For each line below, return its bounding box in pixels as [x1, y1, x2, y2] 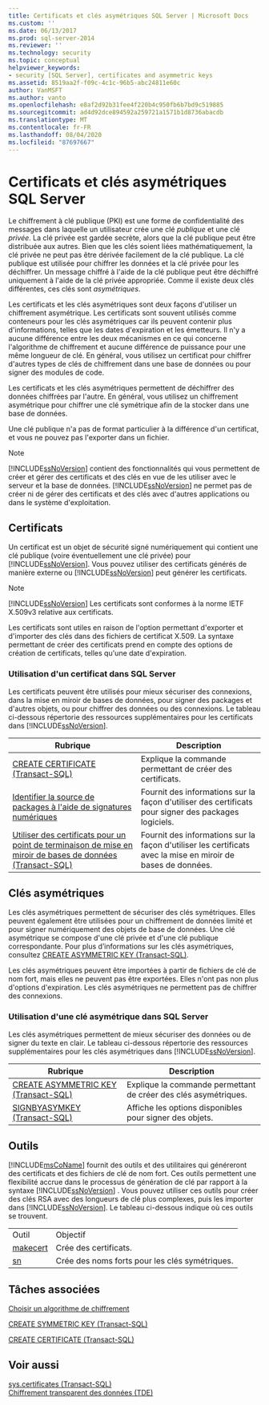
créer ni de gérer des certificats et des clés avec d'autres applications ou [8, 489, 250, 499]
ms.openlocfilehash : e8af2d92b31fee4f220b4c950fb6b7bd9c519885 [8, 101, 224, 109]
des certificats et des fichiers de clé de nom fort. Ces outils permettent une [8, 1169, 257, 1178]
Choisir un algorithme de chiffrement [8, 1304, 130, 1314]
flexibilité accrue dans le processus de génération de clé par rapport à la [8, 1178, 248, 1187]
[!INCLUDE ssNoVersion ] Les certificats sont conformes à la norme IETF [8, 599, 244, 608]
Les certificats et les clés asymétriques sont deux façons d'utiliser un [8, 299, 238, 309]
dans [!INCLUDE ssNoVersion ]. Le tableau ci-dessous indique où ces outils [8, 1202, 254, 1213]
